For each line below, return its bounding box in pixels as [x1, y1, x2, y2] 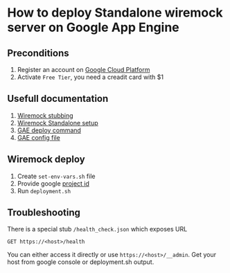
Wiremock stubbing [17, 111, 74, 119]
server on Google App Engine [7, 19, 180, 35]
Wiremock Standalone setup [17, 118, 98, 127]
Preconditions [7, 47, 69, 59]
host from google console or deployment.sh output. [7, 258, 154, 266]
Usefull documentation [7, 93, 109, 105]
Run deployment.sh [17, 186, 71, 195]
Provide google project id [17, 179, 90, 188]
